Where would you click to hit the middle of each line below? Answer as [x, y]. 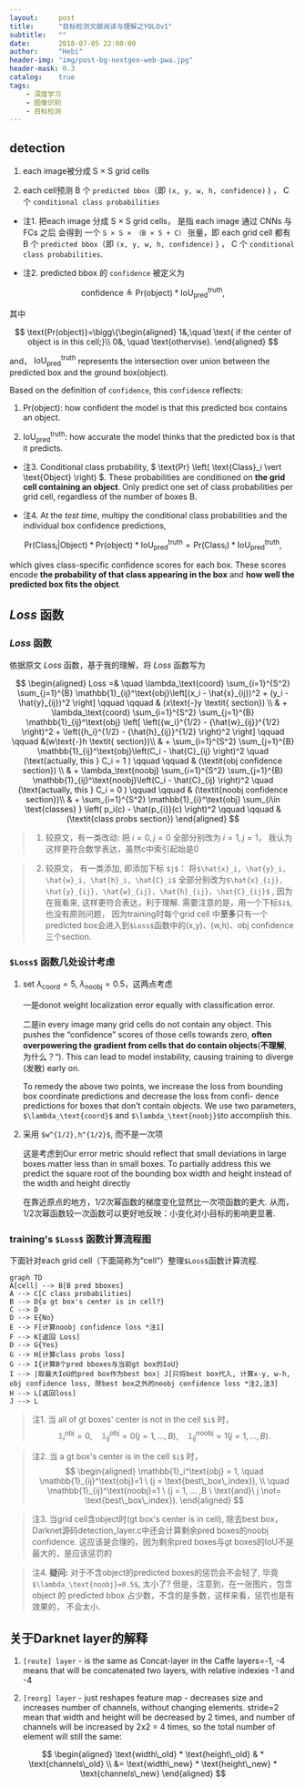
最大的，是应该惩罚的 [71, 1553]
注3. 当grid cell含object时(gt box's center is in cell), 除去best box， [157, 1519]
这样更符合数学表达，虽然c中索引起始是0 [122, 849]
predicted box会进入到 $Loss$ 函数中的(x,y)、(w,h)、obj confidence [169, 925]
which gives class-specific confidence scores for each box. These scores [148, 565]
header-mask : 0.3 [42, 69]
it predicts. [43, 448]
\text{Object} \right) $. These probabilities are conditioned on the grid [153, 477]
